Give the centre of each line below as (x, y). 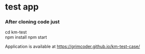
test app (22, 7)
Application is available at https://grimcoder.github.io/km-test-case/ (72, 46)
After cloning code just (32, 22)
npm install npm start (26, 37)
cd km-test (16, 32)
